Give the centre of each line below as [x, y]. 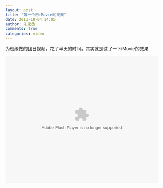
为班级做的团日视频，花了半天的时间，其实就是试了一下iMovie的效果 [77, 49]
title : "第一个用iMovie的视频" [36, 15]
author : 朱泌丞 [20, 24]
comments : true [21, 29]
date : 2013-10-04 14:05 [31, 19]
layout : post [19, 10]
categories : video [25, 34]
